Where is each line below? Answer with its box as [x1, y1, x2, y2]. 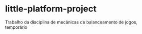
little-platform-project [5, 3, 97, 14]
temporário [5, 24, 28, 30]
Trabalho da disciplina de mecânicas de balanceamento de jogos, [5, 19, 138, 25]
